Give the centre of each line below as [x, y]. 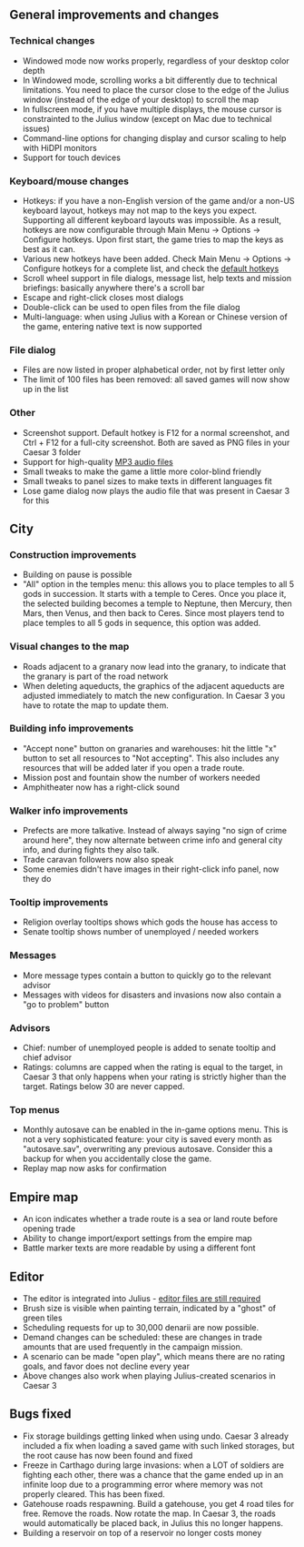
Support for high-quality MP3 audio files [98, 461]
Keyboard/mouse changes [69, 181]
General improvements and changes [114, 15]
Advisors [30, 1027]
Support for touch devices [71, 157]
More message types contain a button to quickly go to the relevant [147, 975]
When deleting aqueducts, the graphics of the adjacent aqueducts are [153, 685]
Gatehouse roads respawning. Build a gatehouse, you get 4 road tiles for [158, 1503]
